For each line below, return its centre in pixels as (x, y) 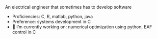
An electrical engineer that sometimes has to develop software (68, 7)
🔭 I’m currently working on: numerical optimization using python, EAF (82, 27)
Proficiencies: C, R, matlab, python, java (52, 16)
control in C (24, 32)
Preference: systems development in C (51, 22)
